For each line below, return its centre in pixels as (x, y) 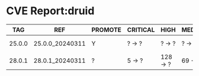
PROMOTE (106, 30)
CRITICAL (141, 30)
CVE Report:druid (50, 11)
